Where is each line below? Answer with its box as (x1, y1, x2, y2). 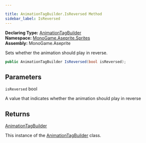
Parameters (5, 72, 42, 81)
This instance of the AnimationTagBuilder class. (5, 133, 102, 138)
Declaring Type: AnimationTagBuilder (5, 30, 82, 36)
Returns (5, 109, 30, 118)
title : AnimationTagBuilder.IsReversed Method (5, 11, 102, 16)
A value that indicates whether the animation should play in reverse (5, 96, 141, 102)
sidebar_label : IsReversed (5, 16, 60, 21)
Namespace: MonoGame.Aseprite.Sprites (5, 35, 90, 41)
